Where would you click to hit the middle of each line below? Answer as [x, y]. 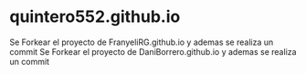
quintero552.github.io [95, 17]
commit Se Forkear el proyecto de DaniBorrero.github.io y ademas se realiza [153, 51]
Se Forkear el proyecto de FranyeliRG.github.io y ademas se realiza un [142, 42]
